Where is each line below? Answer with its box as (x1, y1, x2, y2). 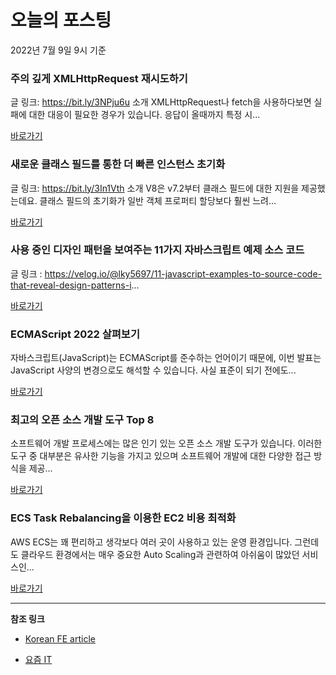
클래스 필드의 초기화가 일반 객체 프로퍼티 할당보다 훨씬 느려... (39, 194, 277, 206)
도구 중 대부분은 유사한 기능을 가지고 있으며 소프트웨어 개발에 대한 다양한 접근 (10, 450, 312, 462)
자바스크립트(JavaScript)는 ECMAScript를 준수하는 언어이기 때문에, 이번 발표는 (10, 352, 322, 364)
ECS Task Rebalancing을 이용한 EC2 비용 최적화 (10, 511, 237, 525)
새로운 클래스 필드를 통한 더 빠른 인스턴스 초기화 (10, 157, 226, 171)
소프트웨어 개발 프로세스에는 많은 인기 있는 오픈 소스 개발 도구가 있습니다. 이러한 (10, 437, 323, 450)
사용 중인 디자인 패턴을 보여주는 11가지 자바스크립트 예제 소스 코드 (10, 243, 305, 257)
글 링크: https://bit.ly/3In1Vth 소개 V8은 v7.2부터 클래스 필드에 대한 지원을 (10, 182, 300, 194)
